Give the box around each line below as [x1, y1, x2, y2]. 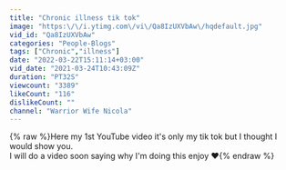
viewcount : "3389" [9, 81, 79, 90]
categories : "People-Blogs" [9, 38, 117, 48]
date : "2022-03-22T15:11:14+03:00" [9, 55, 145, 65]
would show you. [9, 141, 74, 152]
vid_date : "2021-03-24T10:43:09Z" [9, 65, 141, 74]
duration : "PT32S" [9, 73, 79, 82]
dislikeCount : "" [9, 97, 76, 107]
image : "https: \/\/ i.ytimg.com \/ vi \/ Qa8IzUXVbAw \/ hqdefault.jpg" [9, 22, 262, 31]
